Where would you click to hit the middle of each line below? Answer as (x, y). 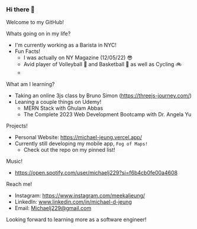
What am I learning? (30, 84)
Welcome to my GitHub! (35, 22)
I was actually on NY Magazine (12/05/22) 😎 (78, 58)
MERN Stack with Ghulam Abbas (63, 108)
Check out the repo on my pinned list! (69, 150)
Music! (14, 161)
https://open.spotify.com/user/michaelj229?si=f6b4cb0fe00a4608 (96, 173)
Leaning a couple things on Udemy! (58, 102)
